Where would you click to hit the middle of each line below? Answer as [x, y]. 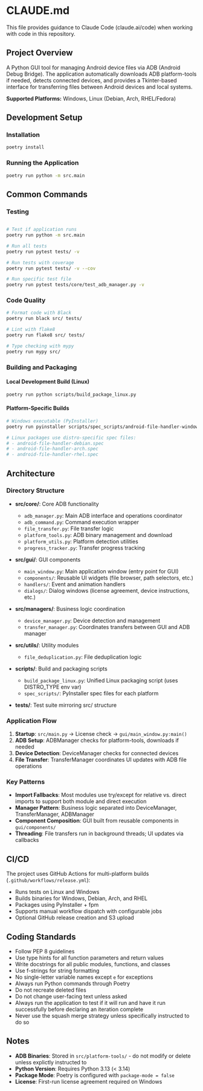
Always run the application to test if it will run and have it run [90, 1003]
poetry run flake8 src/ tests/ [46, 335]
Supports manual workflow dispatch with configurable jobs [88, 911]
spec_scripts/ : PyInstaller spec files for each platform [91, 693]
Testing [18, 212]
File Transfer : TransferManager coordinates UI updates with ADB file [101, 760]
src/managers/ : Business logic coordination [70, 609]
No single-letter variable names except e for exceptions [84, 977]
